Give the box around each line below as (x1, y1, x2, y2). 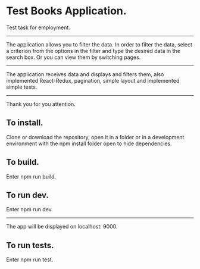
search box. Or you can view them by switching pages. (6, 54, 141, 61)
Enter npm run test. (6, 256, 54, 263)
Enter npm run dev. (6, 206, 54, 213)
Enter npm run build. (6, 173, 57, 180)
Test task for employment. (6, 24, 70, 31)
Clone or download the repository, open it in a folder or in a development (6, 133, 185, 140)
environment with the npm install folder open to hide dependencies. (6, 140, 173, 147)
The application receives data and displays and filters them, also (6, 70, 164, 78)
